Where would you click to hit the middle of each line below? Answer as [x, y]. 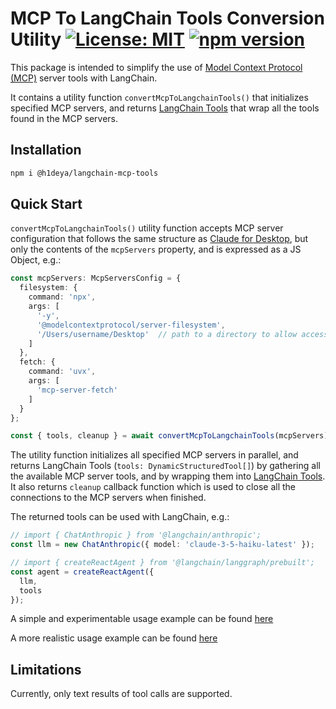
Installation [46, 150]
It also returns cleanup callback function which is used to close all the [153, 487]
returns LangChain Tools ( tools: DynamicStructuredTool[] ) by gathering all [165, 466]
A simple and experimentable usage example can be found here [142, 619]
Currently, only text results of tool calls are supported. [121, 694]
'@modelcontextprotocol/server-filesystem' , [131, 325]
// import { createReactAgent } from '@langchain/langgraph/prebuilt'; [162, 563]
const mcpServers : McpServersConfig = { [96, 278]
